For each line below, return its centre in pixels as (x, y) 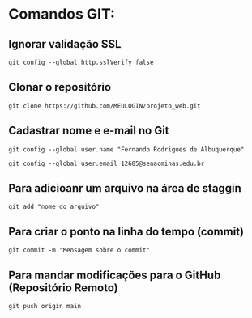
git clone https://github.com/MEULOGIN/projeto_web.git (105, 106)
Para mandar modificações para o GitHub (115, 275)
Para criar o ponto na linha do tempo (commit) (126, 231)
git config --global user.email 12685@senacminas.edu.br (107, 163)
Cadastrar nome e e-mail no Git (89, 131)
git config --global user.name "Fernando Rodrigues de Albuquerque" (126, 149)
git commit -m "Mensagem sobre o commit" (79, 250)
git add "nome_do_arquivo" (54, 207)
